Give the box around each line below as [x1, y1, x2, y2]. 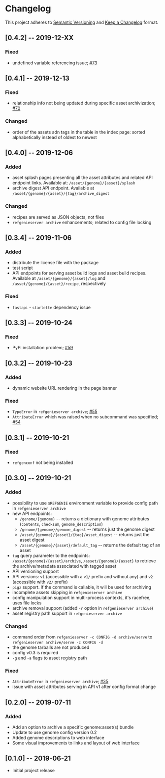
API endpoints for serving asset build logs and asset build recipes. [12, 270, 147, 276]
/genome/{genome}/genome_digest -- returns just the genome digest [19, 526, 155, 532]
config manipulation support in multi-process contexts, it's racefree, [12, 595, 151, 600]
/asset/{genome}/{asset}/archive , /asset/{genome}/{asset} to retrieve [12, 557, 156, 564]
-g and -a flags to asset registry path [12, 655, 87, 661]
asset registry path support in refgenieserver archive [12, 610, 122, 616]
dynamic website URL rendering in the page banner [12, 385, 117, 391]
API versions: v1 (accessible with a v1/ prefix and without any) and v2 [12, 573, 153, 579]
